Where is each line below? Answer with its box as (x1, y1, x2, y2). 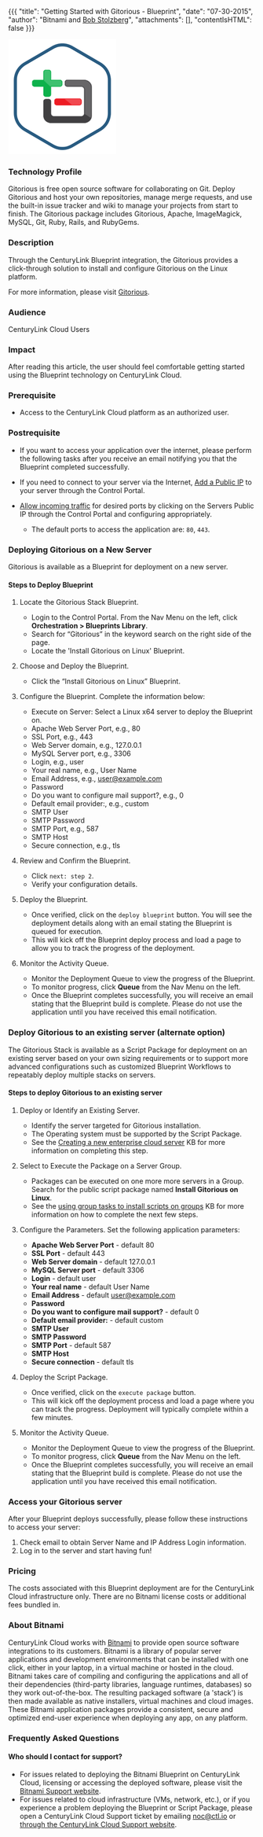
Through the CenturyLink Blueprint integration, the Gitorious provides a (8, 255, 239, 264)
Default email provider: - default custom (31, 1315, 164, 1324)
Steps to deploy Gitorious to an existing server (8, 1088, 163, 1098)
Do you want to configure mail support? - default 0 (31, 1307, 199, 1316)
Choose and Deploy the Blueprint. (19, 661, 130, 671)
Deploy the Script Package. (19, 1372, 108, 1382)
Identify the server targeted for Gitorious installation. (31, 1121, 202, 1130)
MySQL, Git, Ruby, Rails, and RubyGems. (8, 218, 140, 227)
